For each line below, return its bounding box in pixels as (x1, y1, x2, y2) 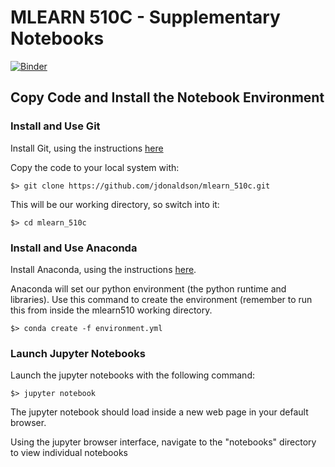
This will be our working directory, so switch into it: (10, 198, 220, 210)
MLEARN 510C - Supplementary (10, 6, 281, 29)
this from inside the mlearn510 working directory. (10, 304, 213, 316)
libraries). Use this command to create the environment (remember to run (10, 293, 313, 305)
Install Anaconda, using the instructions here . (10, 263, 197, 275)
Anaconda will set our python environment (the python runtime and (10, 282, 287, 295)
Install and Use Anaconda (10, 241, 138, 255)
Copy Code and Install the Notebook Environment (10, 89, 325, 106)
